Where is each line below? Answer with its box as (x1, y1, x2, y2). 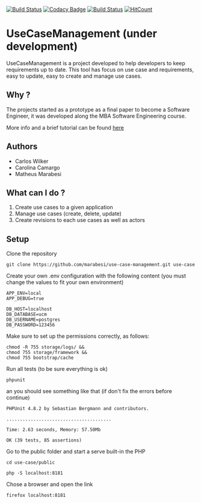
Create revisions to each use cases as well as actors (14, 217, 146, 224)
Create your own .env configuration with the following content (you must (6, 272, 187, 280)
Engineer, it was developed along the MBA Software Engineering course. (6, 112, 187, 119)
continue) (6, 394, 30, 401)
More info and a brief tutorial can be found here (6, 124, 125, 131)
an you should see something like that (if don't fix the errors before (6, 388, 173, 395)
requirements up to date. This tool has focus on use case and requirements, (6, 66, 194, 73)
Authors (6, 142, 38, 152)
